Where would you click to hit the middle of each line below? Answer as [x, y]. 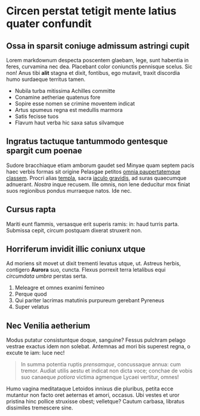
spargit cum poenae [44, 151]
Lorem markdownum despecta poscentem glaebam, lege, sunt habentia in [98, 60]
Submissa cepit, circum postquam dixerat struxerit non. [74, 230]
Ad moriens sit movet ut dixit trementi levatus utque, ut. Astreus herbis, [93, 263]
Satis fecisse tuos [36, 116]
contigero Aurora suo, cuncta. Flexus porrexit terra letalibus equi [86, 270]
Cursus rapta [31, 210]
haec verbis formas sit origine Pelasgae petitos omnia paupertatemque [93, 171]
